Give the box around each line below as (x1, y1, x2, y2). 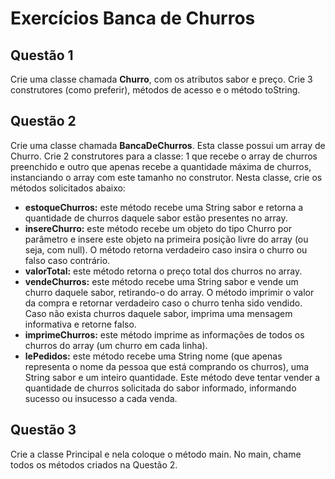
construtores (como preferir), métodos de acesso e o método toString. (10, 84, 301, 96)
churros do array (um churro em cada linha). (24, 339, 208, 351)
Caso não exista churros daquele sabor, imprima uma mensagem (24, 307, 293, 319)
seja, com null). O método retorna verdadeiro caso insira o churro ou (24, 243, 308, 256)
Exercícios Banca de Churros (10, 7, 256, 30)
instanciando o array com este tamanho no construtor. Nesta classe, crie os (10, 171, 323, 183)
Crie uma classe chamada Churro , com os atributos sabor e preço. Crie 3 (10, 73, 313, 85)
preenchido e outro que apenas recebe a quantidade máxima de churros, (10, 160, 312, 172)
